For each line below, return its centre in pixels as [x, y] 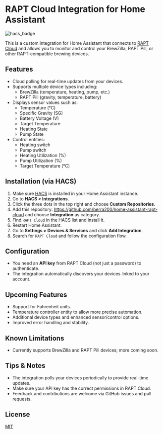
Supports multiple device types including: [55, 87]
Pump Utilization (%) [41, 161]
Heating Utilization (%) [43, 155]
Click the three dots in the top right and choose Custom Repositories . [83, 204]
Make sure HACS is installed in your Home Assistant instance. [75, 193]
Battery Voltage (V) [39, 118]
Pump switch [33, 150]
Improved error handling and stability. [51, 323]
